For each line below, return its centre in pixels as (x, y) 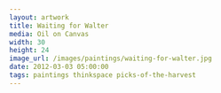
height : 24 (29, 50)
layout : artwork (39, 17)
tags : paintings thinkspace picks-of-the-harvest (103, 75)
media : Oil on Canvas (49, 34)
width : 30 (28, 42)
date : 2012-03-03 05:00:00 (59, 67)
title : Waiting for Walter (59, 26)
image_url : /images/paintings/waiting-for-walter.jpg (111, 58)
